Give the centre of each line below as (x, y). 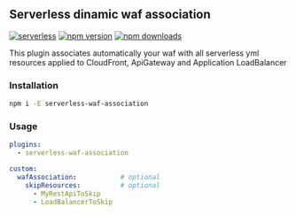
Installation (34, 85)
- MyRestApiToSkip (66, 194)
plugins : (25, 145)
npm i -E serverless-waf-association (79, 104)
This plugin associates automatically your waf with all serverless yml (134, 53)
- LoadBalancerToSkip (73, 202)
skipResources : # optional (93, 185)
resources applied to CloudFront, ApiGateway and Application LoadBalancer (148, 62)
